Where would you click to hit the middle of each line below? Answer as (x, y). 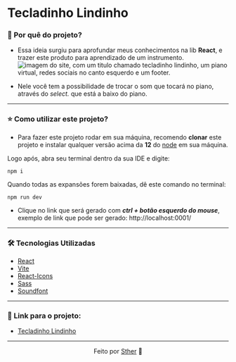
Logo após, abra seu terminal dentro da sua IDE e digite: (88, 158)
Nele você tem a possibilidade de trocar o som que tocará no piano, (116, 87)
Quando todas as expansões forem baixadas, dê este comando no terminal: (117, 184)
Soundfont (33, 291)
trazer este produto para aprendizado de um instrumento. (101, 58)
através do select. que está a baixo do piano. (82, 94)
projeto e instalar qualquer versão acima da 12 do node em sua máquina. (123, 144)
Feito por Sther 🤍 (118, 351)
